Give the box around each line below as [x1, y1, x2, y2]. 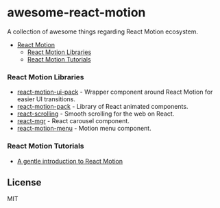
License [7, 177, 42, 188]
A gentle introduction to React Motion [16, 157, 123, 165]
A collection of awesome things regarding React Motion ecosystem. [7, 27, 199, 36]
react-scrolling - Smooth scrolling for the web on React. [16, 109, 175, 118]
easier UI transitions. [16, 95, 76, 103]
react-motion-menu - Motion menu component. [16, 125, 152, 133]
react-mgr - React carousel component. [16, 117, 130, 125]
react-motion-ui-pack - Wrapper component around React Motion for [16, 88, 213, 96]
